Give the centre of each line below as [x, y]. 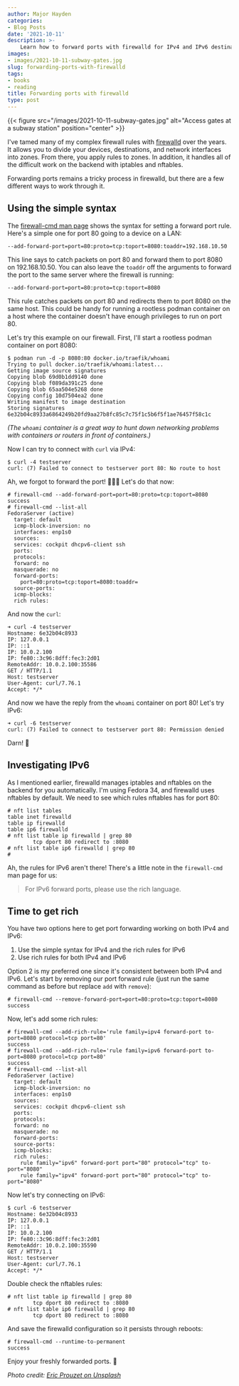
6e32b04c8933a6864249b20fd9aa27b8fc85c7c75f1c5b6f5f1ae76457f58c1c [110, 414]
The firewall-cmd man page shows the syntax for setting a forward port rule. [119, 225]
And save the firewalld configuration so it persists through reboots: [105, 1329]
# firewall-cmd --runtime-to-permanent [67, 1342]
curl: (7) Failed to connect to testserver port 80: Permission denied [116, 729]
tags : [15, 73]
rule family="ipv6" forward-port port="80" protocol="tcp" [110, 1163]
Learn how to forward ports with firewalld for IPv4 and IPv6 [114, 47]
